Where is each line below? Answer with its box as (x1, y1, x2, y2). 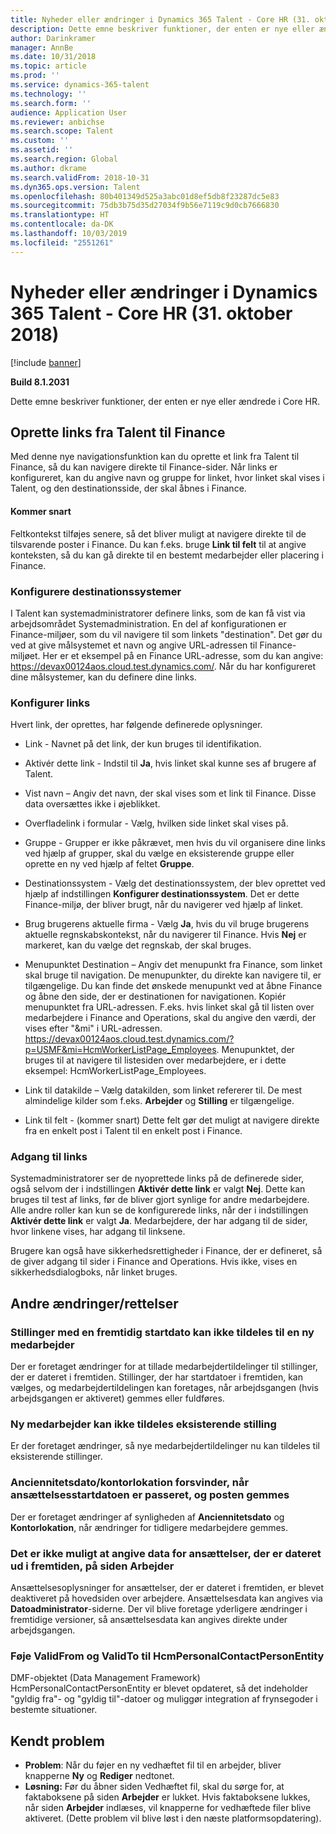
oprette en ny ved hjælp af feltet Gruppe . (24, 858, 195, 870)
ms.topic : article (10, 61, 87, 71)
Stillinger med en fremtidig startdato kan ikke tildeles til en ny (10, 1325, 315, 1339)
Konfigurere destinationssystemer (10, 584, 182, 598)
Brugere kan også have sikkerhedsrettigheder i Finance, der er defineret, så (10, 1245, 323, 1257)
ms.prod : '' (10, 71, 60, 81)
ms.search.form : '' (10, 98, 92, 108)
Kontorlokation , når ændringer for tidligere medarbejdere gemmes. (10, 1521, 288, 1533)
